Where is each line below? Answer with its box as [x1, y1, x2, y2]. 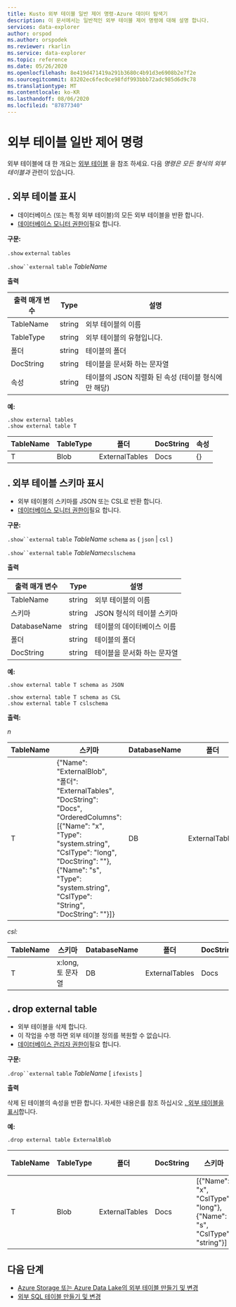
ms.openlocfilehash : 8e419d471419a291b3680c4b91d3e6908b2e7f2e [7, 69, 197, 76]
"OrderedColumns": [56, 812, 122, 822]
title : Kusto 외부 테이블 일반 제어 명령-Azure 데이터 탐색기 [7, 10, 168, 18]
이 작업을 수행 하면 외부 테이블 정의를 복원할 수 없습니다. [17, 1032, 171, 1040]
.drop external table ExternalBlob [7, 1136, 112, 1144]
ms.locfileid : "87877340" [7, 102, 83, 109]
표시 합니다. [7, 1108, 38, 1116]
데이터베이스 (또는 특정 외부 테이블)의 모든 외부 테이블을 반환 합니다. [17, 211, 204, 219]
